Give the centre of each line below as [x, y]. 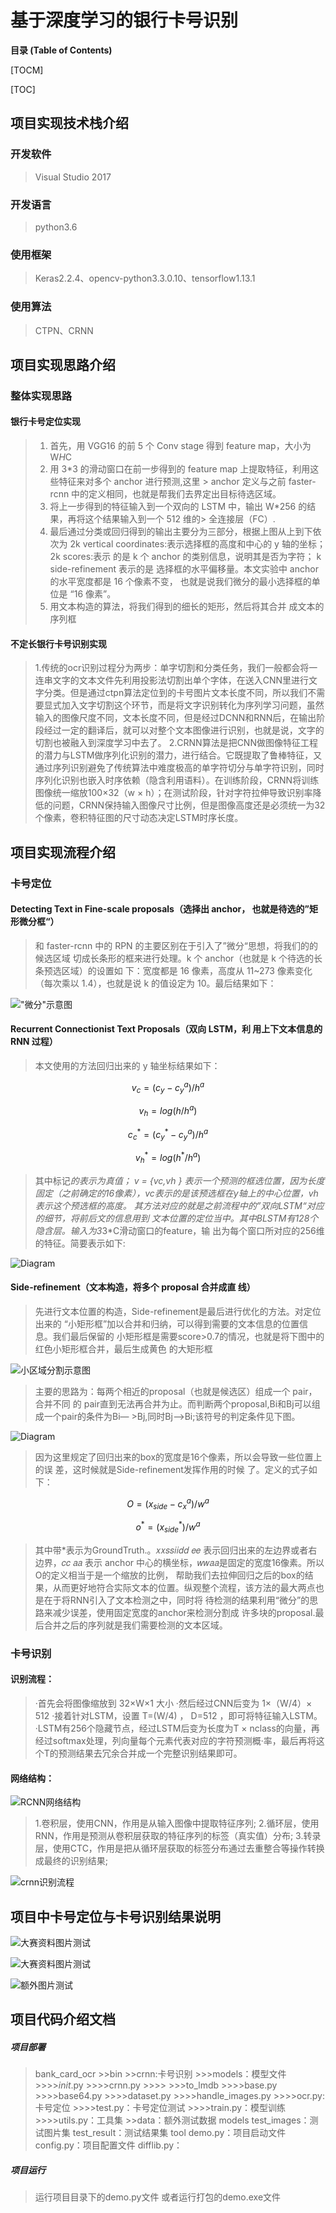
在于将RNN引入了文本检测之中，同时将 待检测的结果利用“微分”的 [176, 1600]
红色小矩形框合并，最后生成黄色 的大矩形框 [123, 1348]
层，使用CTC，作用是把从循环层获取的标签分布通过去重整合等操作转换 [179, 1848]
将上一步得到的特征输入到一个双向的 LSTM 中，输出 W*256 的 [178, 507]
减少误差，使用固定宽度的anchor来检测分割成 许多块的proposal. [184, 1612]
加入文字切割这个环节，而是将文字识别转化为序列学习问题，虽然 [193, 705]
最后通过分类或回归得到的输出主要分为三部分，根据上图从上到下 [181, 532]
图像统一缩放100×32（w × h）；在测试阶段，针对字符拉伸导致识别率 [173, 793]
